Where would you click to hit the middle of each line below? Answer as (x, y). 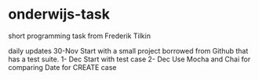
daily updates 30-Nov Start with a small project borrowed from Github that (128, 50)
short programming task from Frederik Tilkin (80, 36)
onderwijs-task (59, 14)
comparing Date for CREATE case (62, 67)
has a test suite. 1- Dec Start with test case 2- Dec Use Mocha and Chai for (129, 59)
